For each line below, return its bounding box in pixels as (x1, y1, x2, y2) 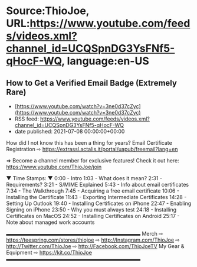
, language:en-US (61, 54, 149, 68)
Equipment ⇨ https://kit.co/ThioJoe (6, 249, 93, 256)
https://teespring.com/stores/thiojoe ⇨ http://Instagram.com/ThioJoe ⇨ (6, 236, 180, 243)
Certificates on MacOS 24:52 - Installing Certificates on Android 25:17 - (6, 213, 180, 219)
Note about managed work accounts (6, 219, 95, 226)
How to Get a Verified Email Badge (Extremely (6, 78, 177, 88)
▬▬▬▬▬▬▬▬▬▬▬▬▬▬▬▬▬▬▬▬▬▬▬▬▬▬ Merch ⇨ (6, 230, 163, 237)
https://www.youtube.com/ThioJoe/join (6, 164, 102, 170)
